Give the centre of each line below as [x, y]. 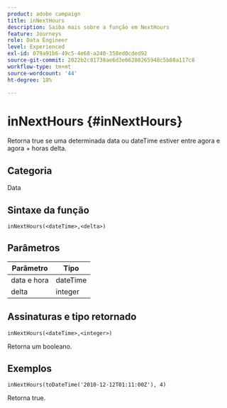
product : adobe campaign [44, 14]
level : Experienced [36, 47]
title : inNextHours [36, 21]
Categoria [30, 171]
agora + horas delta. [37, 148]
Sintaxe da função [49, 210]
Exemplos [29, 369]
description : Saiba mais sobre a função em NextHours [89, 27]
